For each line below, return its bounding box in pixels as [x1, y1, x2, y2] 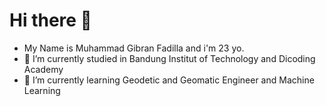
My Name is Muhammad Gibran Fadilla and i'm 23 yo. [23, 42, 245, 54]
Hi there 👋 [9, 9, 92, 32]
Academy [23, 63, 64, 75]
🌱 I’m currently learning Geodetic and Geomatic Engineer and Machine [23, 74, 315, 86]
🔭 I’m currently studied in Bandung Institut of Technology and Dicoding [23, 52, 316, 64]
